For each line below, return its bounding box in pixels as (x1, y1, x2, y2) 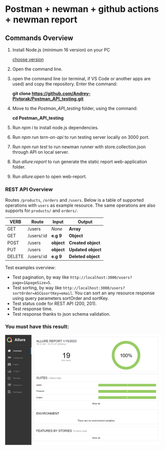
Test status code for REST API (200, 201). (12, 300, 97, 306)
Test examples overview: (5, 264, 56, 271)
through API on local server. (12, 149, 69, 155)
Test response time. (12, 306, 53, 312)
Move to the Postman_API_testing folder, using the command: (12, 106, 138, 111)
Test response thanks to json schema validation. (12, 311, 111, 317)
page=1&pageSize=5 (12, 280, 50, 285)
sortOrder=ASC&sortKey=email (12, 291, 73, 296)
